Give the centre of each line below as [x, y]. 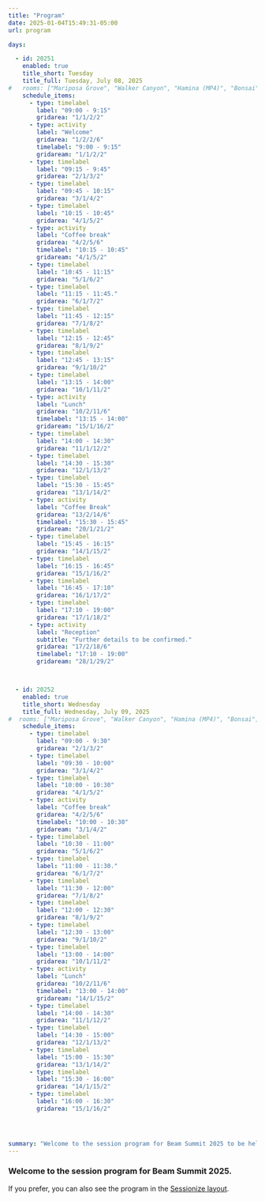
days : [17, 44]
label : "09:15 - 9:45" [74, 169]
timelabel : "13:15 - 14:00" [82, 419]
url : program [30, 30]
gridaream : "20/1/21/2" [75, 529]
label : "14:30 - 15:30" [75, 463]
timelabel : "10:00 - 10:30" [82, 822]
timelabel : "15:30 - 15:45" [82, 522]
